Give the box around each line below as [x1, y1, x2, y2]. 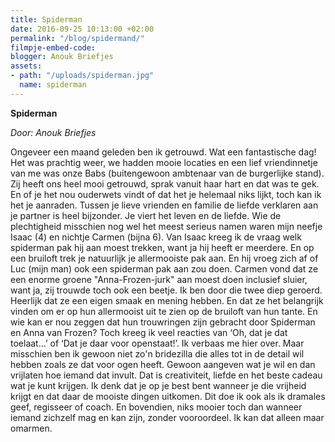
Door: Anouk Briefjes [10, 126, 97, 138]
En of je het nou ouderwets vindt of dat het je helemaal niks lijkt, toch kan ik [10, 188, 322, 200]
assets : [10, 61, 43, 71]
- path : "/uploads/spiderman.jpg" [10, 71, 155, 81]
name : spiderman [19, 80, 87, 90]
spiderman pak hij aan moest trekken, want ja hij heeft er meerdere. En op [10, 241, 315, 253]
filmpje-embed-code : [10, 42, 97, 53]
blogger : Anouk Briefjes [10, 52, 114, 62]
